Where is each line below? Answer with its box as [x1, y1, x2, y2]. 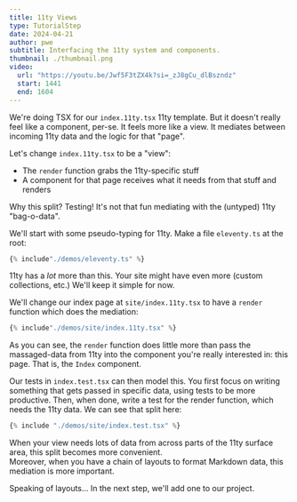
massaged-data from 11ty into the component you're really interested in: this [9, 349, 289, 360]
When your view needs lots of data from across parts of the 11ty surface [9, 437, 274, 449]
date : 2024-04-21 [9, 29, 74, 38]
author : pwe [9, 37, 53, 47]
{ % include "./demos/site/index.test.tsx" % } [9, 421, 181, 431]
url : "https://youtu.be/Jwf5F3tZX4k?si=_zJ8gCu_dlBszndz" [17, 71, 237, 80]
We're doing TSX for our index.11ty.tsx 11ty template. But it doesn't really [9, 112, 282, 123]
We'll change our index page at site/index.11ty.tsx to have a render [9, 297, 263, 307]
